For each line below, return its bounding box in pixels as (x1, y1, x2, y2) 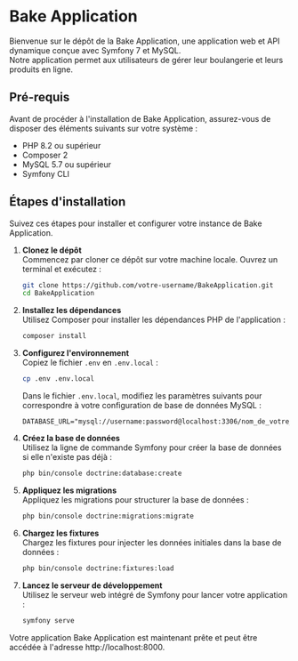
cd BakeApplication (21, 289, 95, 298)
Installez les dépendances (21, 305, 122, 316)
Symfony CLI (21, 168, 69, 179)
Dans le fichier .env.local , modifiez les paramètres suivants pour (21, 391, 262, 401)
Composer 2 (21, 149, 68, 160)
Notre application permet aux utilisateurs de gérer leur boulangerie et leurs (9, 54, 284, 65)
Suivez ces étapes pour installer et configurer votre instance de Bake (9, 218, 262, 229)
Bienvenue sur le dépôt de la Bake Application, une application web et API (9, 36, 280, 46)
